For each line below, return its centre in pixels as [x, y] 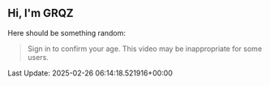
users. [38, 57]
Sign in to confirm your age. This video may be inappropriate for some [145, 49]
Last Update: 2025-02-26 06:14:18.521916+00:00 [90, 73]
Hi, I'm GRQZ [41, 13]
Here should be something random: [67, 32]
